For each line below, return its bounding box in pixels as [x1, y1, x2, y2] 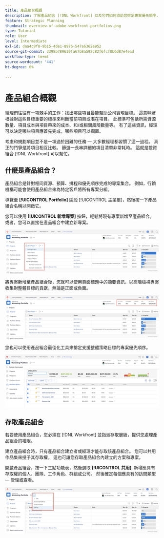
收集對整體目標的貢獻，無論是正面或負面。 [5, 285, 91, 291]
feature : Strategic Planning [5, 18, 64, 23]
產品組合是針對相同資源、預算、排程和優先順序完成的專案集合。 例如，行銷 [5, 180, 156, 186]
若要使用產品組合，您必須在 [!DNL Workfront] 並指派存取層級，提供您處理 [5, 432, 153, 438]
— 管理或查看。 [5, 477, 37, 483]
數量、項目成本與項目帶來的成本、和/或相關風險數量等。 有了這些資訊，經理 [5, 122, 158, 128]
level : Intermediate [5, 39, 47, 44]
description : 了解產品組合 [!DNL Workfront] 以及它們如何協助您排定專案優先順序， [5, 13, 160, 18]
